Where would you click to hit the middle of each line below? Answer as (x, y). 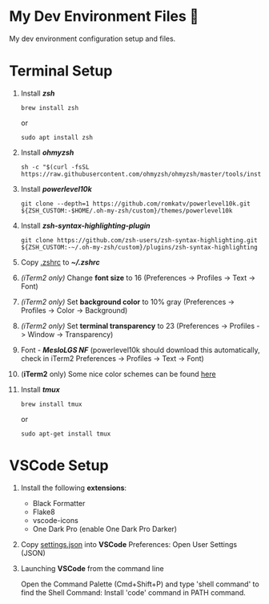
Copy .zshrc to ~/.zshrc (60, 262)
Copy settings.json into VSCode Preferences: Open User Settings (129, 544)
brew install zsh (50, 107)
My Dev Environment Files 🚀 (104, 16)
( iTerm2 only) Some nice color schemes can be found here (118, 374)
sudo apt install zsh (56, 137)
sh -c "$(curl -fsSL (55, 167)
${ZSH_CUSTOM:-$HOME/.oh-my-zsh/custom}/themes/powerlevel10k (126, 211)
